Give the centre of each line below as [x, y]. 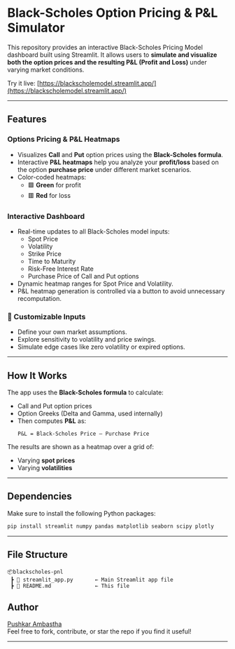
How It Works [37, 376]
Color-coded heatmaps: [52, 177]
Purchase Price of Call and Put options [84, 276]
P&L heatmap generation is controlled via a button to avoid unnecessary [121, 291]
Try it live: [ [23, 83]
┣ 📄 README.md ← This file [70, 586]
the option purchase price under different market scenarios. [104, 169]
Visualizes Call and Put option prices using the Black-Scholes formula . [120, 154]
